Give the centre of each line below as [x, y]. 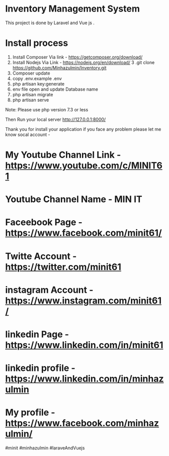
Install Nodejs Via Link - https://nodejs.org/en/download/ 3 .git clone [83, 62]
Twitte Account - [41, 256]
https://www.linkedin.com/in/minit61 [84, 345]
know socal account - [28, 135]
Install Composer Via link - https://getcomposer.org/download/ [77, 57]
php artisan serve [31, 100]
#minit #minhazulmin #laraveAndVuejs [45, 448]
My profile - [30, 412]
